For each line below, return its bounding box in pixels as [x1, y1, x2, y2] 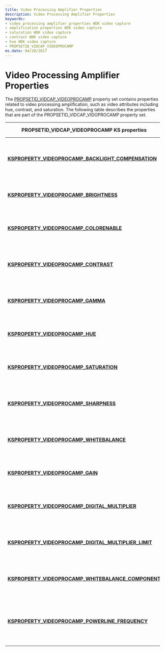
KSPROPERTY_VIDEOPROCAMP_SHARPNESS [7, 400, 116, 407]
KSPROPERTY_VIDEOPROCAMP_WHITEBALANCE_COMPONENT [7, 575, 161, 582]
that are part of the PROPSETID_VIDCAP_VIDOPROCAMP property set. [5, 112, 147, 118]
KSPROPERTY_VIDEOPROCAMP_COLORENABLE [7, 225, 122, 232]
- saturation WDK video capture [5, 30, 71, 35]
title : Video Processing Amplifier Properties [5, 7, 102, 12]
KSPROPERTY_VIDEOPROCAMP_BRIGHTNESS [7, 191, 118, 198]
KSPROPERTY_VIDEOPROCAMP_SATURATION [7, 364, 118, 371]
